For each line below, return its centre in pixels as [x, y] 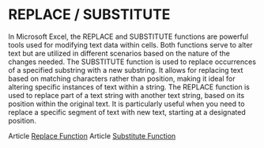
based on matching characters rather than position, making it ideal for [122, 78]
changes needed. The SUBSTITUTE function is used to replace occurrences [132, 62]
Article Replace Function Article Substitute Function [92, 135]
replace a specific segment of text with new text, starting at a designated [127, 112]
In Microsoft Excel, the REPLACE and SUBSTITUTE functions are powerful [128, 36]
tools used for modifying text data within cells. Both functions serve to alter [130, 44]
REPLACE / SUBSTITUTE [89, 15]
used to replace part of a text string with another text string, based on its [126, 95]
